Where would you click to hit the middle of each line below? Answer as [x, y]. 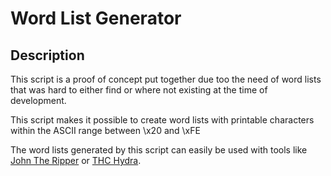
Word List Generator [96, 18]
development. [38, 100]
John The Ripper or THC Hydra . [76, 160]
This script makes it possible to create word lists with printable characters [162, 120]
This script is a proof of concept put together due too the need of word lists [166, 79]
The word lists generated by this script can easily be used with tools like [159, 150]
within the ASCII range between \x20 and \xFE [105, 130]
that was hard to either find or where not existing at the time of [139, 90]
